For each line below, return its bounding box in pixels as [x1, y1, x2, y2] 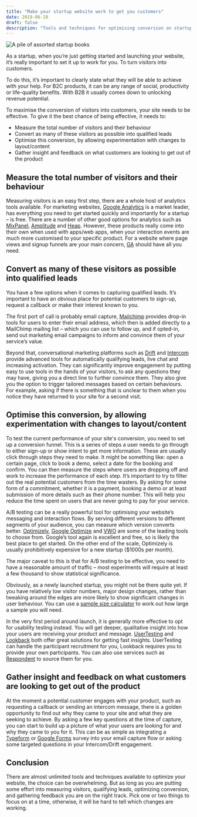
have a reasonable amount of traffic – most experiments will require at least [6, 564, 188, 571]
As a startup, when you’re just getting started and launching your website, [6, 52, 185, 59]
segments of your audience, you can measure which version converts [6, 521, 175, 528]
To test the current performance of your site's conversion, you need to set [6, 434, 185, 441]
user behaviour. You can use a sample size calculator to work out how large [6, 600, 189, 607]
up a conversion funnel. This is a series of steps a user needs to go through [6, 441, 189, 448]
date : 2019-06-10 [6, 14, 49, 20]
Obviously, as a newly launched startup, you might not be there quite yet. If [6, 581, 188, 588]
